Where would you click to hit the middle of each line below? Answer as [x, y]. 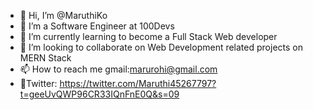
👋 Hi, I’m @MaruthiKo [63, 15]
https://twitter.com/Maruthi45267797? [138, 83]
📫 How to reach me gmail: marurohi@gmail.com [118, 69]
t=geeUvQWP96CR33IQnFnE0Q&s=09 [99, 94]
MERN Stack [45, 58]
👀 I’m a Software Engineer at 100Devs [97, 26]
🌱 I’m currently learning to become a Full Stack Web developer [148, 36]
